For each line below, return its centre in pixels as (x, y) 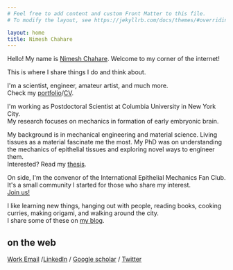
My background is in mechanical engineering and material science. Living (112, 135)
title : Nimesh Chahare (40, 39)
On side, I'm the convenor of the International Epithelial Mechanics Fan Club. (116, 178)
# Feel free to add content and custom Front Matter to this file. (107, 14)
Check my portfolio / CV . (41, 93)
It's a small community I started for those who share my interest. (99, 185)
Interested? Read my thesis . (47, 164)
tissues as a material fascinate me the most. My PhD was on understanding (114, 142)
